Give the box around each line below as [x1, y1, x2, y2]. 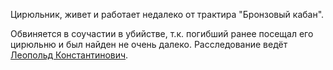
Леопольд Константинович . [10, 49, 129, 61]
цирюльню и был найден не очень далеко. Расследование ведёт [10, 39, 288, 50]
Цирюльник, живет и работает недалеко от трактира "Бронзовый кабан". [10, 9, 325, 20]
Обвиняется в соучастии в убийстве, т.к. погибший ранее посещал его [10, 28, 314, 39]
